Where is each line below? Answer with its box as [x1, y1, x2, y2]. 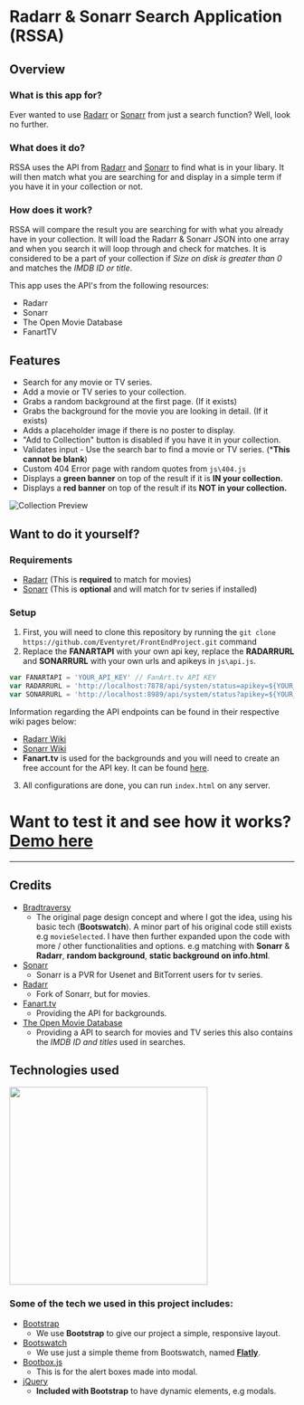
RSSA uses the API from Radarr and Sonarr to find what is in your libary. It [9, 162, 285, 173]
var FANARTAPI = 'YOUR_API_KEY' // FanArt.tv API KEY [9, 673, 217, 682]
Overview [9, 62, 66, 77]
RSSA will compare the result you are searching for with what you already [9, 224, 283, 235]
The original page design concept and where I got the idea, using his [35, 911, 292, 922]
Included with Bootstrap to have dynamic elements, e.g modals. [35, 1385, 277, 1396]
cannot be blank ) [22, 454, 88, 465]
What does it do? [9, 141, 86, 154]
